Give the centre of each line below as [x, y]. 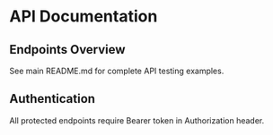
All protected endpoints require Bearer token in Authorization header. [137, 120]
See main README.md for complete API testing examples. [117, 71]
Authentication [53, 99]
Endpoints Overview [67, 50]
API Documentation [84, 17]
